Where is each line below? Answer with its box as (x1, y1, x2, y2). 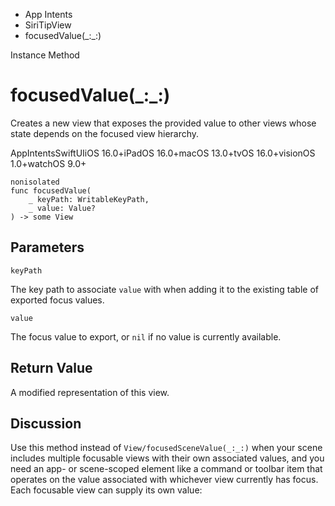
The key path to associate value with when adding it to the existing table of (10, 283, 319, 295)
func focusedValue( (10, 185, 92, 196)
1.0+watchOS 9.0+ (10, 157, 87, 169)
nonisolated (10, 177, 60, 187)
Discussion (10, 415, 82, 432)
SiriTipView (24, 19, 72, 31)
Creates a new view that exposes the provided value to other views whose (10, 117, 317, 129)
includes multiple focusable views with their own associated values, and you (10, 452, 325, 464)
